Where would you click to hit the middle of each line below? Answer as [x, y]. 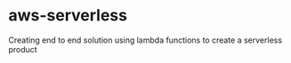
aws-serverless [68, 16]
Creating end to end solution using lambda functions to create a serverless [145, 40]
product [23, 49]
